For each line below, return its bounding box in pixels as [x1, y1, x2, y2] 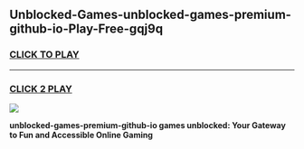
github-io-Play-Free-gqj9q [9, 22, 164, 37]
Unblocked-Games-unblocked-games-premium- [9, 7, 292, 23]
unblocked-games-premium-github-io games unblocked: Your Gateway [9, 119, 287, 130]
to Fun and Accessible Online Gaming [9, 129, 154, 140]
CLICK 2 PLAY [9, 82, 72, 95]
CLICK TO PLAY [9, 49, 80, 61]
